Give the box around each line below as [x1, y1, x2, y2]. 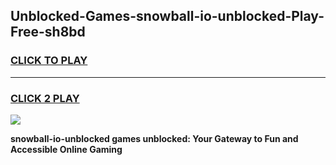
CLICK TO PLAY [10, 54, 88, 68]
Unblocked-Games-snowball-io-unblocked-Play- [10, 8, 325, 25]
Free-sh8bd [10, 24, 86, 41]
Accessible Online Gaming [10, 143, 123, 155]
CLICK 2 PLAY [10, 91, 80, 105]
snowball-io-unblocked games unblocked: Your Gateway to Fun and [10, 132, 299, 144]
